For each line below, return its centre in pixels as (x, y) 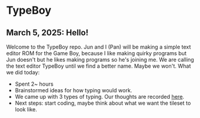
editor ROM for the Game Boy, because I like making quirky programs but (96, 53)
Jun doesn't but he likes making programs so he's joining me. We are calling (100, 60)
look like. (26, 109)
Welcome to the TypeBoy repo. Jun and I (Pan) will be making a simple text (99, 47)
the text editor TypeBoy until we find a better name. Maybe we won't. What (99, 66)
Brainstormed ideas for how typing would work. (74, 90)
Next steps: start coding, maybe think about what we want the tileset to (103, 103)
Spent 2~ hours (34, 84)
